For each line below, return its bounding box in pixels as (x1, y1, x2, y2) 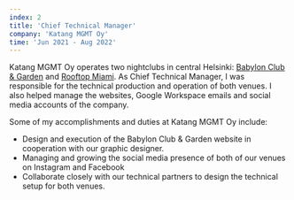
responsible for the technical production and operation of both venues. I (9, 81, 272, 91)
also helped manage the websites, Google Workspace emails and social (9, 90, 272, 101)
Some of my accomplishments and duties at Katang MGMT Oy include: (9, 117, 268, 127)
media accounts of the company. (9, 99, 129, 111)
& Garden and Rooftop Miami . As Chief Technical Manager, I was (9, 72, 245, 82)
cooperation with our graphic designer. (21, 143, 165, 154)
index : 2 (9, 12, 42, 22)
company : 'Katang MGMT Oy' (9, 29, 109, 38)
